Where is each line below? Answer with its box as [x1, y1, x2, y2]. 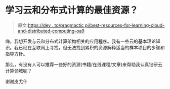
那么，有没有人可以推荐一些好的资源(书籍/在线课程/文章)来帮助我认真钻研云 [5, 61, 163, 67]
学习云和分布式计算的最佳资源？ [5, 5, 139, 16]
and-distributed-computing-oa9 [17, 28, 84, 34]
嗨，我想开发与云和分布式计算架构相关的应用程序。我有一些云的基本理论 [5, 38, 156, 44]
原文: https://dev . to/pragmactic [17, 22, 84, 28]
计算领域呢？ [5, 67, 32, 73]
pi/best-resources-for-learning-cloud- [84, 22, 165, 28]
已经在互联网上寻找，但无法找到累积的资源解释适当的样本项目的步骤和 [18, 44, 165, 50]
